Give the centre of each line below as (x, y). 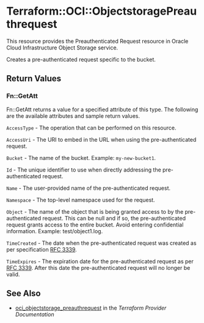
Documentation (35, 314)
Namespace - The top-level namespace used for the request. (81, 200)
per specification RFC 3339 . (42, 249)
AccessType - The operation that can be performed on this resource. (91, 128)
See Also (24, 293)
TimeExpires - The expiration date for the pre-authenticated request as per (100, 261)
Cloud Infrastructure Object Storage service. (62, 48)
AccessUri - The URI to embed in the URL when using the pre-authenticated (101, 139)
